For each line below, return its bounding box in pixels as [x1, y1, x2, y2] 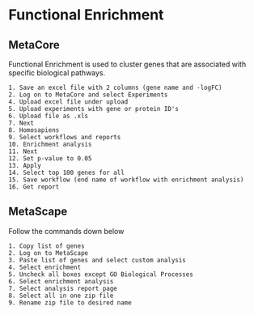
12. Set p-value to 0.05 [8, 155, 92, 163]
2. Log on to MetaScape [8, 249, 89, 257]
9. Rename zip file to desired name [8, 298, 132, 307]
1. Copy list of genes [8, 241, 85, 250]
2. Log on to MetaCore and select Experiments [8, 91, 168, 99]
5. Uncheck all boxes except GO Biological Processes [8, 270, 194, 279]
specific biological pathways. [8, 68, 106, 78]
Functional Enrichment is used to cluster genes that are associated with [8, 59, 247, 69]
